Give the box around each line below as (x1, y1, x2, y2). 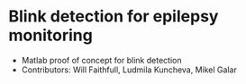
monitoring (8, 25, 94, 46)
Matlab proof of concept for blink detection (21, 55, 182, 65)
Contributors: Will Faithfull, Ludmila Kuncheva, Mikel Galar (21, 64, 238, 75)
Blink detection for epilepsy (8, 6, 219, 27)
